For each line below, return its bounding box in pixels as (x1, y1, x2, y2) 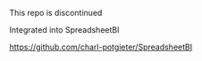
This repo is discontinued (9, 8, 103, 18)
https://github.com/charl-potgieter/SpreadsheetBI (9, 42, 193, 52)
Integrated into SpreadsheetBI (9, 25, 120, 34)
